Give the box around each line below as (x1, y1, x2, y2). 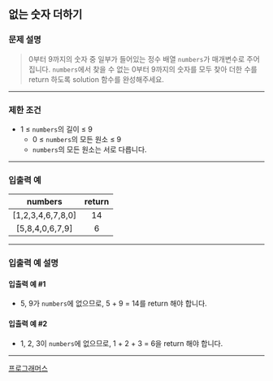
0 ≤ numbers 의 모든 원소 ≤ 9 (32, 134, 122, 144)
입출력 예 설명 (8, 258, 59, 269)
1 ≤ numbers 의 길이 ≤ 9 (19, 124, 93, 134)
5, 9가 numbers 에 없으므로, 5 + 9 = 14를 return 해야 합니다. (19, 299, 207, 309)
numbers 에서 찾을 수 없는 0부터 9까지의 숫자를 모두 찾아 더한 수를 (52, 64, 258, 74)
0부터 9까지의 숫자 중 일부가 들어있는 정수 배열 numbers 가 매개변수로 (28, 54, 245, 63)
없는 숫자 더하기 (8, 7, 83, 22)
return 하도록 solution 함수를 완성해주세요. (28, 74, 165, 84)
